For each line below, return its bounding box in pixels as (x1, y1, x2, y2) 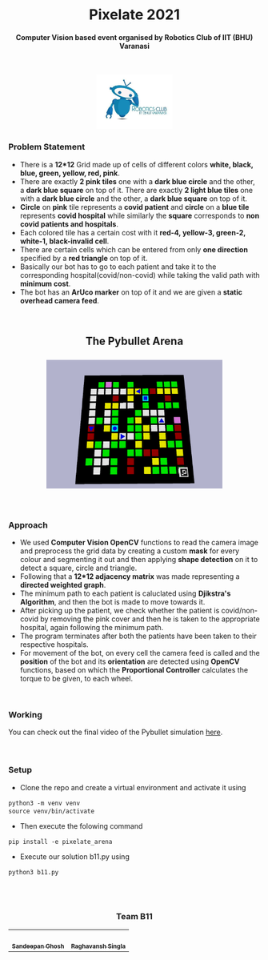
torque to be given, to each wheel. (19, 673, 134, 683)
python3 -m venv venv (8, 799, 81, 807)
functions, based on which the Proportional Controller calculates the (19, 665, 249, 674)
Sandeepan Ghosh (11, 942, 65, 950)
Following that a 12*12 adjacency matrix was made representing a (19, 571, 240, 581)
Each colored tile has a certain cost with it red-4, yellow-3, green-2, (19, 227, 246, 237)
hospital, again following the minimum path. (19, 622, 164, 632)
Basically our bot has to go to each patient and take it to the (19, 262, 217, 271)
